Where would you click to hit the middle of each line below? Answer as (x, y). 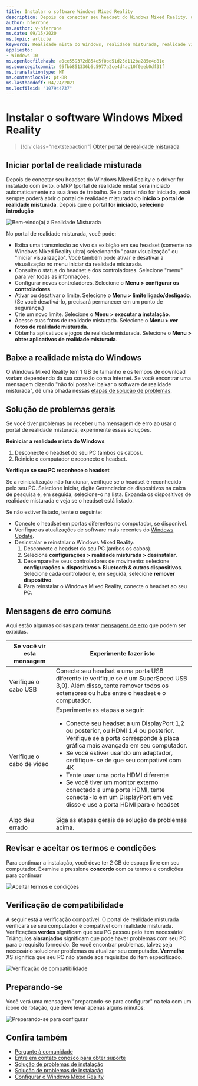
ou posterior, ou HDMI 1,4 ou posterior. (120, 731)
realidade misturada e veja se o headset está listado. (70, 501)
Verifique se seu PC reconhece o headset (58, 471)
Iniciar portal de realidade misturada (74, 165)
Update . (24, 536)
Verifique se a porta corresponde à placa (123, 738)
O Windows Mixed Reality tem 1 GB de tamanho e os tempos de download (96, 372)
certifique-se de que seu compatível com (123, 761)
